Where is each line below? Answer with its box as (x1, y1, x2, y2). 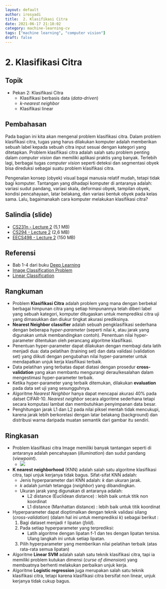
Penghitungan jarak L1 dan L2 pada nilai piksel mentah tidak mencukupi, (12, 406, 160, 412)
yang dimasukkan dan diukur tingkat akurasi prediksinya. (12, 316, 129, 322)
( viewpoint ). (12, 455, 37, 461)
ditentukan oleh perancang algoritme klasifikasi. (34, 337, 133, 343)
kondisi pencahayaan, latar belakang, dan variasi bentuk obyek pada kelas (5, 191, 158, 197)
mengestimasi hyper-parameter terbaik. (12, 375, 94, 381)
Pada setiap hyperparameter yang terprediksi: (19, 525, 114, 531)
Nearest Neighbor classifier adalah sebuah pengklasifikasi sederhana (12, 321, 157, 327)
